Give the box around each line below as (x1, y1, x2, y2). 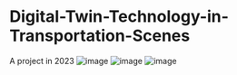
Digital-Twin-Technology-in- (9, 6, 230, 27)
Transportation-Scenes (9, 25, 191, 46)
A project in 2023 (9, 55, 74, 66)
